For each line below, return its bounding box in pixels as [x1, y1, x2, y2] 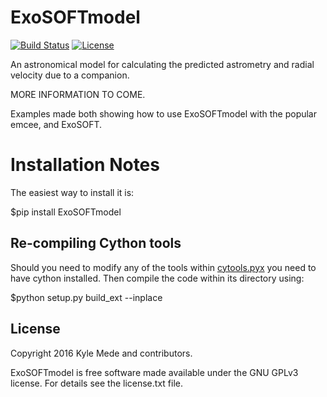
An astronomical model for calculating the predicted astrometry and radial [10, 58, 315, 70]
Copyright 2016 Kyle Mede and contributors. [10, 347, 193, 359]
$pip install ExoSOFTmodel [10, 206, 122, 218]
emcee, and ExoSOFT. [10, 118, 103, 130]
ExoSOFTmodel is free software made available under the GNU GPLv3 [10, 366, 299, 378]
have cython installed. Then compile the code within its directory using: [10, 272, 305, 284]
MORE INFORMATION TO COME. [10, 88, 146, 100]
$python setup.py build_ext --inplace [10, 291, 163, 303]
